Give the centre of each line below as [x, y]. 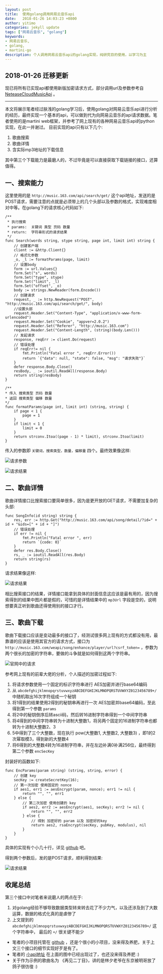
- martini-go [18, 50]
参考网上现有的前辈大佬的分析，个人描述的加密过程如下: [61, 674]
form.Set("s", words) [35, 273]
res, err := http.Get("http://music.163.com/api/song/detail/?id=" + [86, 520]
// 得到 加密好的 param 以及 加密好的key [69, 821]
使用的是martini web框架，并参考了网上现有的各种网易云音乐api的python [82, 121]
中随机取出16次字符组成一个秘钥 [44, 696]
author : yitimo [20, 23]
